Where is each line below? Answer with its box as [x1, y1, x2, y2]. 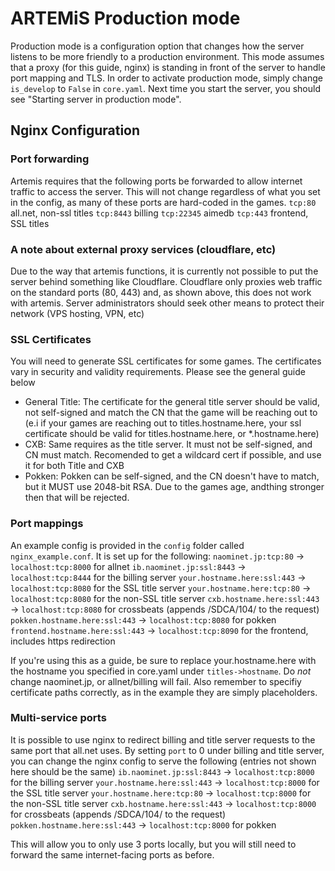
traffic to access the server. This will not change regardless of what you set [10, 185, 321, 197]
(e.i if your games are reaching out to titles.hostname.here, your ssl [24, 417, 302, 429]
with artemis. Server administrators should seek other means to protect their [10, 297, 325, 309]
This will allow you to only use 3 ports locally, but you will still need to [10, 838, 297, 850]
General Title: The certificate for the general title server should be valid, [24, 396, 320, 408]
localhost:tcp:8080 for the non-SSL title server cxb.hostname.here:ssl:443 [10, 592, 320, 604]
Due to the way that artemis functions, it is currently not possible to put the [10, 265, 319, 277]
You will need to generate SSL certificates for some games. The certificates [10, 355, 322, 367]
